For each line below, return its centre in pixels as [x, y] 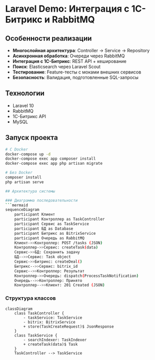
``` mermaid [17, 205]
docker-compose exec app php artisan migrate [54, 164]
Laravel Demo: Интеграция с [67, 9]
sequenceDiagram [22, 210]
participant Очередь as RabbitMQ [49, 238]
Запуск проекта [32, 138]
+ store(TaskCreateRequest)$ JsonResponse [69, 327]
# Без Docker [19, 173]
